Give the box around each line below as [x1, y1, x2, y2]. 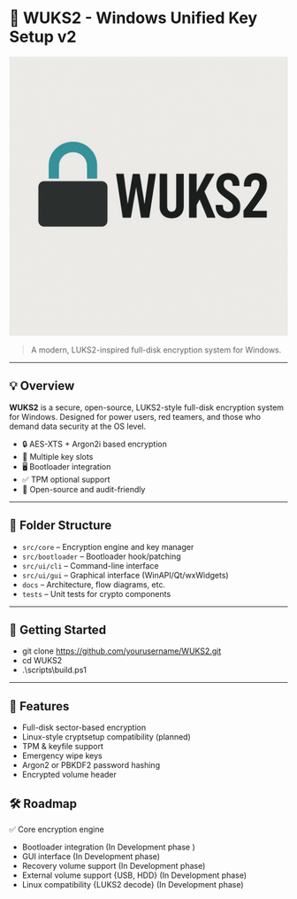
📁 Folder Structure [9, 518, 112, 533]
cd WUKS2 [21, 655, 63, 666]
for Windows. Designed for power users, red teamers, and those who [9, 411, 261, 422]
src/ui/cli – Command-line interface [21, 560, 159, 570]
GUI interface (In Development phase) [21, 851, 161, 862]
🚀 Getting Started [9, 622, 107, 637]
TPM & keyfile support [21, 741, 103, 752]
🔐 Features [9, 699, 70, 714]
